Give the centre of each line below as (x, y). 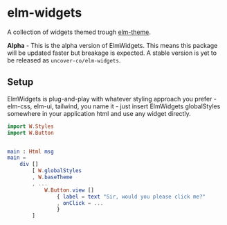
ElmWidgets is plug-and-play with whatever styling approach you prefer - (112, 99)
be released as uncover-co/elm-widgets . (64, 60)
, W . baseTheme (52, 177)
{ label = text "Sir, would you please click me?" (131, 197)
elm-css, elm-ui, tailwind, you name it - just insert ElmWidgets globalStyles (114, 106)
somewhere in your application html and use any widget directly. (99, 113)
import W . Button (30, 133)
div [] (29, 165)
